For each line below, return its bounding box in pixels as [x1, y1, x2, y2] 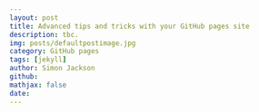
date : [9, 89, 30, 98]
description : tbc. [9, 30, 79, 39]
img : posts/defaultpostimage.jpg [9, 38, 136, 48]
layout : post [9, 13, 59, 23]
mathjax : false [9, 80, 67, 89]
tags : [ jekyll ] [9, 55, 67, 64]
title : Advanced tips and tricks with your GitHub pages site [9, 22, 250, 31]
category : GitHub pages [9, 47, 100, 56]
